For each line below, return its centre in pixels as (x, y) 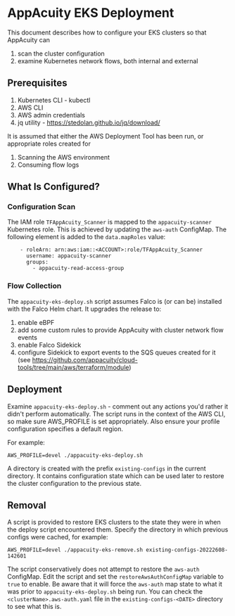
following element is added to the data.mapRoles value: (87, 237)
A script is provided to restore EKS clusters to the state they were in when (114, 522)
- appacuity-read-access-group (78, 269)
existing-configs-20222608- (187, 550)
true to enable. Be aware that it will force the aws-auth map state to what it (115, 584)
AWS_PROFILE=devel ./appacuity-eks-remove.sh (75, 550)
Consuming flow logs (48, 165)
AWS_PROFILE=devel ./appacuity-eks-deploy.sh (75, 455)
